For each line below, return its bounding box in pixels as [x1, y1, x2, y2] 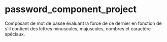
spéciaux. [5, 31, 25, 37]
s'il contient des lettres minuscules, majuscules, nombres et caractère [5, 25, 151, 31]
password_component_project [5, 4, 137, 15]
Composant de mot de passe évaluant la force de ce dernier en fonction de [5, 20, 162, 26]
